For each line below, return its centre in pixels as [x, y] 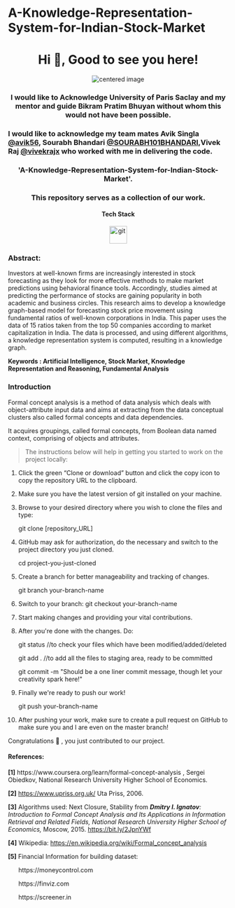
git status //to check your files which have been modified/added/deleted [122, 644]
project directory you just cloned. [66, 549]
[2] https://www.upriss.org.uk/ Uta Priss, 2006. [76, 793]
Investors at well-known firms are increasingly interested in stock [102, 273]
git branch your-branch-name [61, 590]
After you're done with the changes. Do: [76, 631]
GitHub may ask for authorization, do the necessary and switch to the [118, 542]
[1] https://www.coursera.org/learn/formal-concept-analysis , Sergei [106, 772]
